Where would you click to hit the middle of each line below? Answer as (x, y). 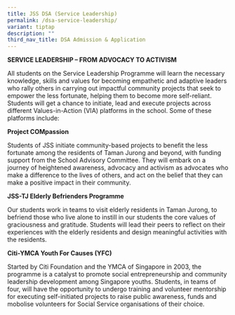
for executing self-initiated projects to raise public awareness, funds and (112, 297)
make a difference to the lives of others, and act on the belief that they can (115, 175)
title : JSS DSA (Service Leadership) (62, 14)
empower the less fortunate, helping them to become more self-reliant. (109, 96)
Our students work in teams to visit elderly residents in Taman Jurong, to (112, 210)
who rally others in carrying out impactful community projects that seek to (114, 88)
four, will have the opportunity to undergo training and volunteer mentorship (117, 289)
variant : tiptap (31, 27)
